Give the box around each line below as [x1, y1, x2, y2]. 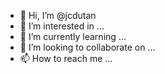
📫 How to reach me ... [19, 53, 113, 64]
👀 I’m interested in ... [19, 20, 105, 32]
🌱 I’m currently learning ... [19, 31, 127, 42]
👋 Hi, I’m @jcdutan [19, 10, 97, 21]
